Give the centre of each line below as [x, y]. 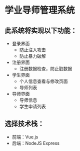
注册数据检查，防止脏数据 [46, 69]
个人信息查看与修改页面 [43, 81]
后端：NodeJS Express [35, 143]
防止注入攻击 [32, 50]
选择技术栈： [24, 124]
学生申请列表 [32, 106]
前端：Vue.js [25, 137]
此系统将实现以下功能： [41, 30]
